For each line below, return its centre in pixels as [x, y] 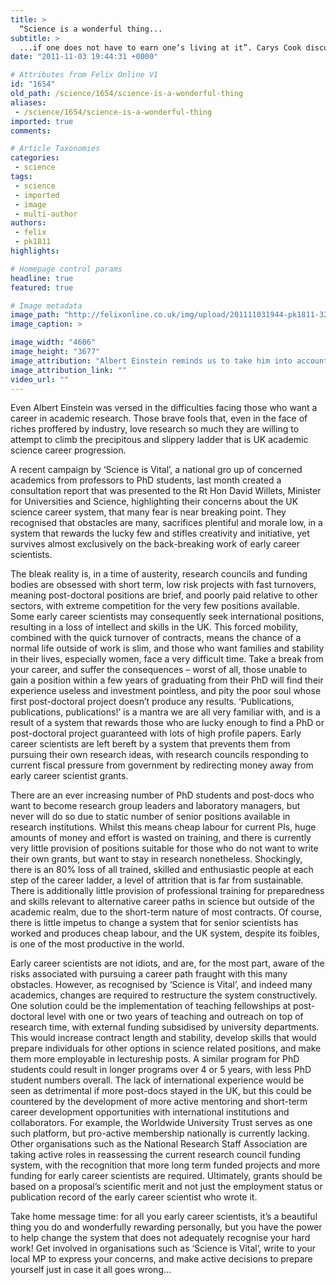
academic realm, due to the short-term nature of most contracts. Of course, [166, 912]
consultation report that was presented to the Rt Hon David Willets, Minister [166, 491]
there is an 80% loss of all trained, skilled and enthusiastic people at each [162, 870]
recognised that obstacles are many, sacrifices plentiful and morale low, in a [166, 523]
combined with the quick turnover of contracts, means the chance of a [156, 638]
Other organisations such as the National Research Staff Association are [159, 1144]
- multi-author [46, 214]
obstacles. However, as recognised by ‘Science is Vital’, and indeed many [161, 985]
